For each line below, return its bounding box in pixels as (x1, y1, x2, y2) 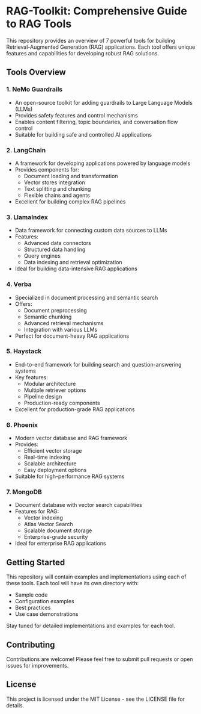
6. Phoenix (6, 420, 38, 429)
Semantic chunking (23, 313, 72, 320)
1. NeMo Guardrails (6, 85, 63, 94)
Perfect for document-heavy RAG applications (14, 332, 130, 340)
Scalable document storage (23, 527, 92, 534)
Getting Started (6, 557, 65, 567)
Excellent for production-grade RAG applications (14, 405, 135, 413)
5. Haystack (6, 347, 42, 356)
